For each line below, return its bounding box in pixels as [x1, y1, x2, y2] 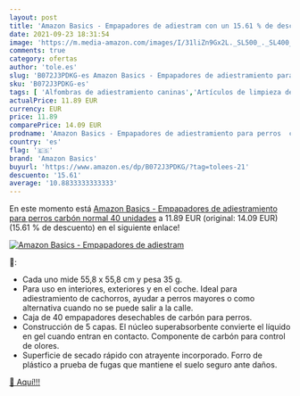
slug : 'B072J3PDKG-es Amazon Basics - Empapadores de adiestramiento [9, 71, 274, 80]
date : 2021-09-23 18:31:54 [9, 29, 110, 38]
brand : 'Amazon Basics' [9, 153, 98, 163]
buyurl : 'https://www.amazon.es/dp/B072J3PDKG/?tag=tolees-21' [9, 162, 250, 171]
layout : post [9, 12, 58, 22]
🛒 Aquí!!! [9, 376, 41, 388]
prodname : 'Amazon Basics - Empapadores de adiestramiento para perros [9, 129, 281, 138]
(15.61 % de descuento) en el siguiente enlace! [9, 222, 180, 233]
